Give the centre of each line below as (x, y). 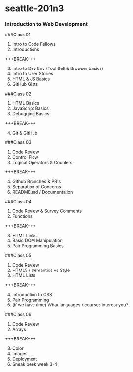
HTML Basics (26, 103)
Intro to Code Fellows (34, 44)
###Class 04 (18, 202)
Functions (22, 216)
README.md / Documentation (43, 192)
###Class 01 (18, 34)
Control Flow (25, 157)
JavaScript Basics (31, 108)
